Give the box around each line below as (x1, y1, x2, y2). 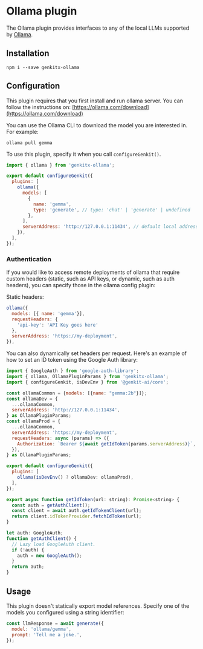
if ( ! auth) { (11, 547, 45, 553)
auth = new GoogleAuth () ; (17, 553, 83, 559)
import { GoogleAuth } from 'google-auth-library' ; (6, 368, 139, 374)
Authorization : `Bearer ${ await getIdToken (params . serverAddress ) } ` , (17, 441, 196, 447)
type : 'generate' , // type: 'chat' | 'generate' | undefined (33, 207, 190, 213)
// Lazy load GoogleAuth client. (11, 541, 96, 547)
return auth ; (11, 564, 45, 570)
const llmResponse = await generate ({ (6, 620, 104, 627)
